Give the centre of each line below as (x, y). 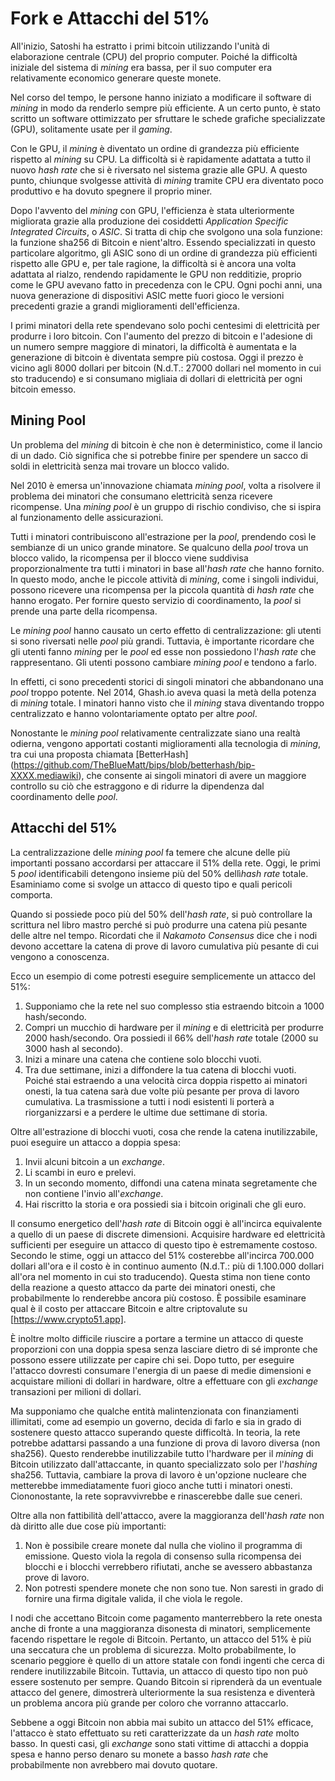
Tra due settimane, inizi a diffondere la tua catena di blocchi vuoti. (160, 1069)
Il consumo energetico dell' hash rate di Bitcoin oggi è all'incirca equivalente (166, 1223)
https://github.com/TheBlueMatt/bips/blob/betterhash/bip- (134, 764)
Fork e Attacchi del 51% (110, 18)
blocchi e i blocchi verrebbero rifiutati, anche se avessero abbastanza (168, 1566)
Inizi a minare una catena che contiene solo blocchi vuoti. (143, 1059)
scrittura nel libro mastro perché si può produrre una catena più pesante (159, 924)
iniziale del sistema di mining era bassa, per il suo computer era (141, 67)
